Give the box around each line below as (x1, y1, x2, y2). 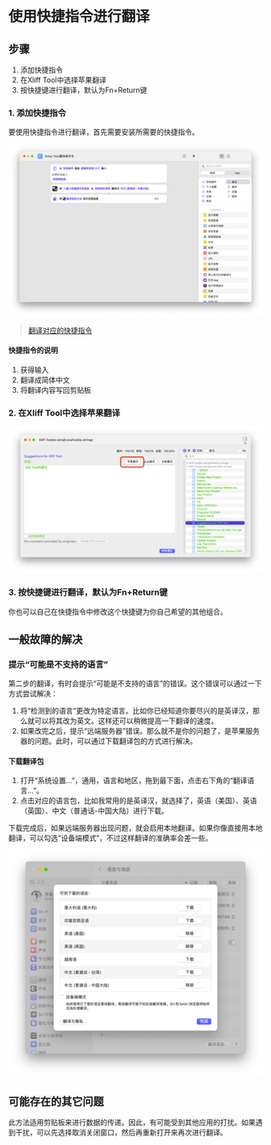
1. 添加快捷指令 (8, 107, 67, 118)
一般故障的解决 (8, 632, 83, 646)
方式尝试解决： (8, 688, 58, 699)
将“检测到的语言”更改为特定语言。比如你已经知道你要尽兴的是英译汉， (19, 706, 253, 716)
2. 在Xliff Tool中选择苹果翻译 (8, 407, 121, 419)
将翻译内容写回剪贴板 (19, 385, 91, 395)
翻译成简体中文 (19, 375, 70, 385)
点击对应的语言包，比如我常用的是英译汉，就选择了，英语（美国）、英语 (19, 796, 257, 806)
